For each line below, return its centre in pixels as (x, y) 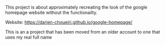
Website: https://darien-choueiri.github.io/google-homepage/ (69, 22)
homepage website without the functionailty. (51, 12)
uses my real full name (29, 37)
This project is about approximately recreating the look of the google (76, 7)
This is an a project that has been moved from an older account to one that (82, 32)
